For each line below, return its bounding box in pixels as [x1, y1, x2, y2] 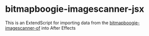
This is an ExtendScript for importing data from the [5, 20, 109, 26]
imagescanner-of [5, 25, 41, 31]
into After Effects [41, 25, 76, 31]
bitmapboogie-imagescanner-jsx [5, 3, 145, 15]
